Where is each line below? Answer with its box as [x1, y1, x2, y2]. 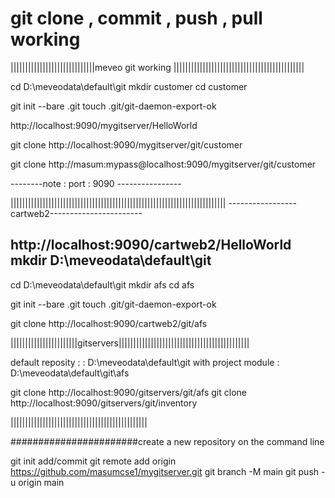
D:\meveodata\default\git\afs [10, 367, 130, 379]
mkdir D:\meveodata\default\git [10, 252, 212, 269]
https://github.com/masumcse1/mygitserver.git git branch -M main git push [10, 465, 320, 477]
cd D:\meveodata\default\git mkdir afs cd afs [10, 278, 195, 291]
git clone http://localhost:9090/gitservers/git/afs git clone [10, 386, 247, 398]
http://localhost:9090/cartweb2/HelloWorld [10, 237, 292, 254]
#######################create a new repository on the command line [10, 435, 325, 447]
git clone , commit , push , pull [10, 7, 263, 30]
